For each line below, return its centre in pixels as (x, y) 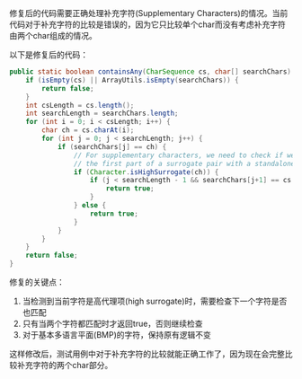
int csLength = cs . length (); (80, 105)
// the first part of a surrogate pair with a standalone (184, 163)
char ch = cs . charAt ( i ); (88, 130)
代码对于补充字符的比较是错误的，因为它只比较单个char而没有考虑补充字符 (147, 24)
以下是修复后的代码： (49, 55)
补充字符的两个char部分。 (65, 365)
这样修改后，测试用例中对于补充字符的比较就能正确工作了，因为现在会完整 (147, 354)
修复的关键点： (37, 282)
